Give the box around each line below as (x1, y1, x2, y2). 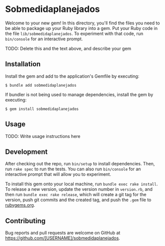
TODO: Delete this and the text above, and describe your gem (5, 45, 132, 51)
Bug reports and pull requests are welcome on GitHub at (5, 230, 121, 236)
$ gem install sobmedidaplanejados (5, 106, 79, 112)
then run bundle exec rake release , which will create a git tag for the (5, 192, 147, 198)
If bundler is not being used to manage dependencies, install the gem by (5, 91, 154, 98)
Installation (5, 60, 41, 68)
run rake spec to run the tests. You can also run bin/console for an (5, 166, 141, 172)
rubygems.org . (5, 202, 35, 208)
